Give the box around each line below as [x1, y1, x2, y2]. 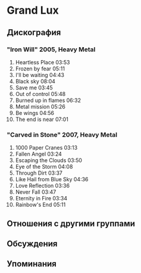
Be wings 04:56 [15, 109, 54, 116]
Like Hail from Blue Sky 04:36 [15, 176, 89, 183]
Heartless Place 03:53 [15, 58, 70, 66]
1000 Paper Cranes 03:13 [15, 144, 78, 151]
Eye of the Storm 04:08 [15, 163, 73, 170]
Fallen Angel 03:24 [15, 150, 62, 158]
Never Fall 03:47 [15, 188, 57, 196]
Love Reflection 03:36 [15, 182, 70, 190]
